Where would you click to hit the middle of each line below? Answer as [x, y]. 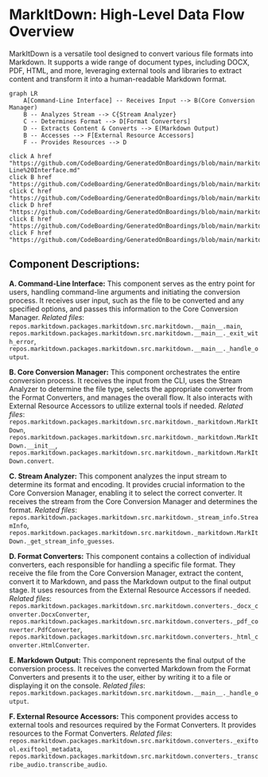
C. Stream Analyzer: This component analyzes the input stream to [118, 476]
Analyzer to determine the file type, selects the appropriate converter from [131, 388]
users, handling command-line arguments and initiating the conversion [125, 291]
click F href [31, 232]
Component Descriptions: [74, 264]
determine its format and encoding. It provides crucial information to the [127, 484]
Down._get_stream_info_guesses [61, 541]
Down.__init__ [33, 446]
